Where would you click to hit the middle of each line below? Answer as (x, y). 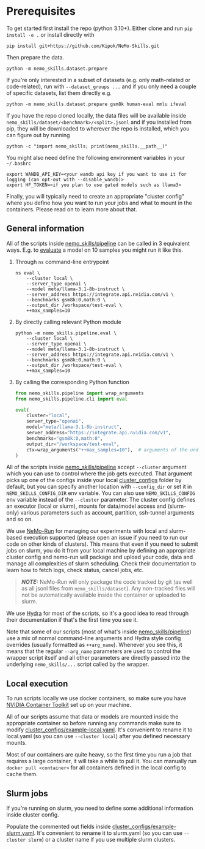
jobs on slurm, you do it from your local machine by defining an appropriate (101, 551)
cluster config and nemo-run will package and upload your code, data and (100, 557)
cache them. (22, 774)
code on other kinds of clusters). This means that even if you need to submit (102, 544)
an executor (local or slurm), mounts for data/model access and (86, 506)
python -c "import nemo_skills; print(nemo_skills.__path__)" (87, 146)
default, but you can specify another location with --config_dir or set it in (99, 487)
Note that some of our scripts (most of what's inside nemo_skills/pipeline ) (99, 632)
